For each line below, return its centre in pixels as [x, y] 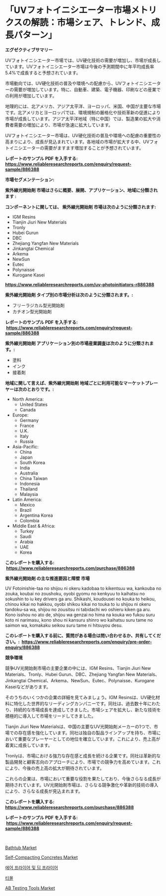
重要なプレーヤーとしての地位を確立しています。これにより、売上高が [89, 739]
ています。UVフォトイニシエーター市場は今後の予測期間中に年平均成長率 [80, 66]
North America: [28, 399]
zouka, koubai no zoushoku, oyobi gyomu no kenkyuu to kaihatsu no [75, 593]
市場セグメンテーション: [30, 179]
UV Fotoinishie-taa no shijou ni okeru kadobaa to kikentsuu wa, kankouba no [83, 588]
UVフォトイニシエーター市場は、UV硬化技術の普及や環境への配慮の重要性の [83, 135]
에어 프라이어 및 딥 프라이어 [32, 867]
